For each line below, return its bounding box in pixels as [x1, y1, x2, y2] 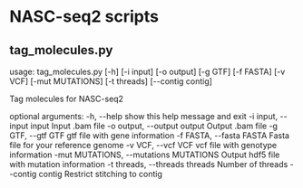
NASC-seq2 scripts [9, 6, 159, 27]
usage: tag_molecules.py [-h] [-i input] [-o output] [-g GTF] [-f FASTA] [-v [9, 66, 286, 77]
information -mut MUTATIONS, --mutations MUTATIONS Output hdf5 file [9, 149, 280, 160]
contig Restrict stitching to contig [38, 169, 163, 179]
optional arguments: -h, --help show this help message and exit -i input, [9, 111, 279, 121]
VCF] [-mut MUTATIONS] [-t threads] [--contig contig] [9, 76, 213, 87]
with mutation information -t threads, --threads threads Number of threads [9, 159, 288, 169]
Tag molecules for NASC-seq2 [9, 93, 124, 104]
